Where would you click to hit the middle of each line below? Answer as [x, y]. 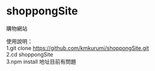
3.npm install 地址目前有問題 [41, 61]
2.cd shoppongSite [30, 54]
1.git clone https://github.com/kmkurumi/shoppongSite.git [77, 48]
